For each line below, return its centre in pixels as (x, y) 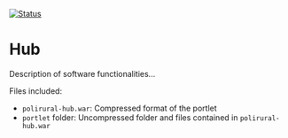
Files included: (36, 91)
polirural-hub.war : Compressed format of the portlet (119, 108)
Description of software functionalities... (82, 73)
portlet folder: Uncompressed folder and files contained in (130, 117)
